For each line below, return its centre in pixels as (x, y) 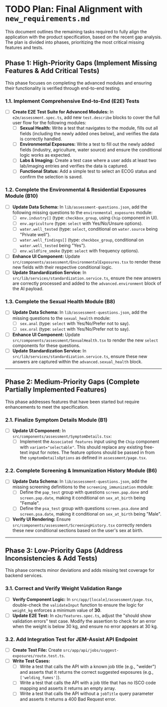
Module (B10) (22, 196)
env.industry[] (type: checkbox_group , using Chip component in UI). (89, 218)
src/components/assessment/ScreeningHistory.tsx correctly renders (82, 525)
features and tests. (24, 47)
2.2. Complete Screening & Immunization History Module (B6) (81, 470)
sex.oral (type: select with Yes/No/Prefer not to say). (75, 329)
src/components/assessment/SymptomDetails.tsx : (62, 436)
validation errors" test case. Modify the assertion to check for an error (84, 621)
